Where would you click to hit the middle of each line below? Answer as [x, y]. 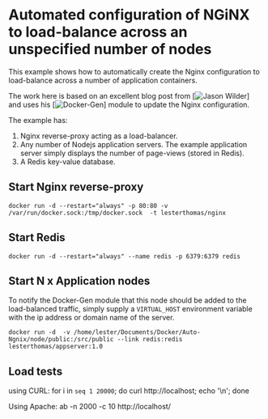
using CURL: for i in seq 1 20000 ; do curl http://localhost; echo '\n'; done [129, 391]
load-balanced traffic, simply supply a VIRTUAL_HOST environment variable [130, 309]
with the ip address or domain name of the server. [91, 318]
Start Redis [37, 237]
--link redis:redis [150, 340]
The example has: [38, 120]
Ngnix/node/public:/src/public [61, 340]
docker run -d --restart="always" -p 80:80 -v [88, 205]
